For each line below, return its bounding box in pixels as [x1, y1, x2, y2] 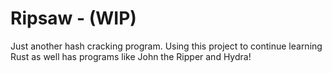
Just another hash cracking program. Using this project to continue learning [10, 40, 323, 52]
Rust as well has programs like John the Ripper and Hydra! [10, 50, 252, 62]
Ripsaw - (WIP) [10, 7, 137, 30]
